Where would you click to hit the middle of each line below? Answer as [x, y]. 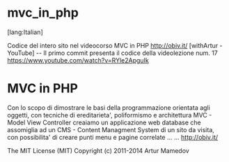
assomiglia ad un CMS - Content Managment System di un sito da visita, [111, 129]
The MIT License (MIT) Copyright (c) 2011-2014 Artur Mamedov [98, 150]
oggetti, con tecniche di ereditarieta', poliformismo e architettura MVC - [110, 115]
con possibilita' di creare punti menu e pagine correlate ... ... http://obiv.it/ [113, 137]
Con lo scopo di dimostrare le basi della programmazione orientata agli [109, 107]
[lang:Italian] [25, 32]
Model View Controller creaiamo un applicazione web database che [104, 122]
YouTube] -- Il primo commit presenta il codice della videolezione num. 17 [112, 53]
